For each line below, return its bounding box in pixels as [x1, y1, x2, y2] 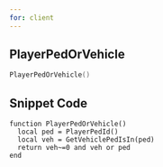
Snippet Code [9, 96, 88, 111]
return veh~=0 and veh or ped [17, 144, 131, 153]
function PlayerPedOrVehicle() [9, 119, 127, 129]
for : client [9, 13, 54, 23]
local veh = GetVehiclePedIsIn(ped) [17, 135, 155, 144]
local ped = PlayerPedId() [17, 127, 119, 136]
